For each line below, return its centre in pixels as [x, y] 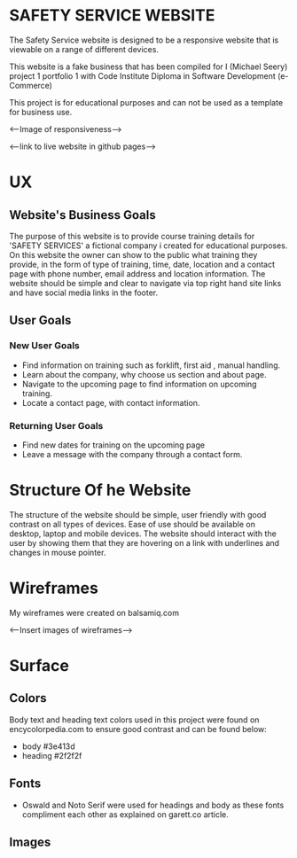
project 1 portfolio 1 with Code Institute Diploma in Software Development [143, 75]
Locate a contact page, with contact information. [111, 402]
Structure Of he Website [100, 491]
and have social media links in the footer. [84, 292]
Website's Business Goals [83, 215]
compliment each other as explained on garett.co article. [125, 814]
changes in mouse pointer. [58, 552]
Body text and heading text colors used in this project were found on [134, 720]
